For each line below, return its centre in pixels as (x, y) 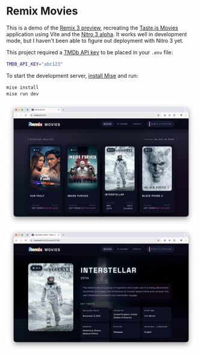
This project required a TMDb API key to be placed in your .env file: (90, 52)
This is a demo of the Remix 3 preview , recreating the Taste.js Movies (92, 28)
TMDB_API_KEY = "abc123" (35, 64)
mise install (23, 87)
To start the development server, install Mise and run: (72, 75)
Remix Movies (42, 11)
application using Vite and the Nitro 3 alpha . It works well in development (97, 34)
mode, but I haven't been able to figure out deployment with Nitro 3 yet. (95, 40)
